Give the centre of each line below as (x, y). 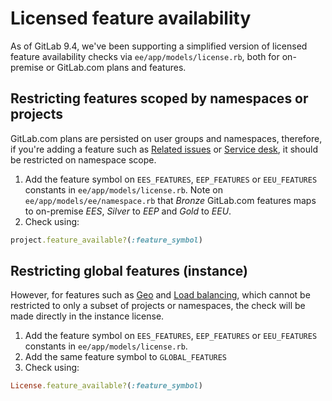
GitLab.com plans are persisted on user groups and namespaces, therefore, (166, 138)
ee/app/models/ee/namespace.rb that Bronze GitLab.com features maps (170, 200)
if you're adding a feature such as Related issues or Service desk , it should (164, 149)
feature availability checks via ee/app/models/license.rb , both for (145, 56)
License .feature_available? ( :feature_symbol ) (106, 386)
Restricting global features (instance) (129, 271)
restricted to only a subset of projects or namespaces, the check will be (158, 306)
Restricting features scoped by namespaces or (159, 98)
